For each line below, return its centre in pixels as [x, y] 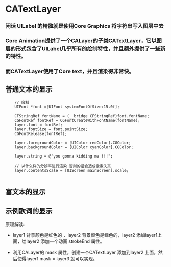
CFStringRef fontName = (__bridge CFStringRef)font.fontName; [82, 116]
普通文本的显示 [29, 89]
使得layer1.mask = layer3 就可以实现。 [57, 258]
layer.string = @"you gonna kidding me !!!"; [64, 156]
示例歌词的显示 [29, 211]
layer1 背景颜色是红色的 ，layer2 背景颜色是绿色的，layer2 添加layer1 [85, 235]
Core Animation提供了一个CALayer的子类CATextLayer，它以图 [84, 41]
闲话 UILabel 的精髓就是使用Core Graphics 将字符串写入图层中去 [85, 26]
